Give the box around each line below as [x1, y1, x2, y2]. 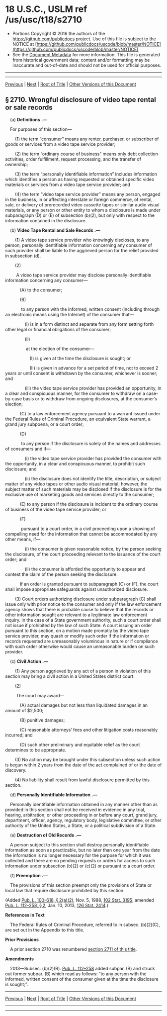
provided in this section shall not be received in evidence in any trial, [5, 807, 146, 813]
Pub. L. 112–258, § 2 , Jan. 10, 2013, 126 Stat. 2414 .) [5, 902, 108, 908]
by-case [5, 395, 22, 401]
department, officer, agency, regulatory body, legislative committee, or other [5, 817, 162, 823]
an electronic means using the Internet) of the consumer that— [5, 311, 134, 317]
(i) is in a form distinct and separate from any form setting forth [24, 321, 154, 327]
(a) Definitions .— [9, 116, 47, 122]
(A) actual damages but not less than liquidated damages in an [19, 702, 148, 708]
